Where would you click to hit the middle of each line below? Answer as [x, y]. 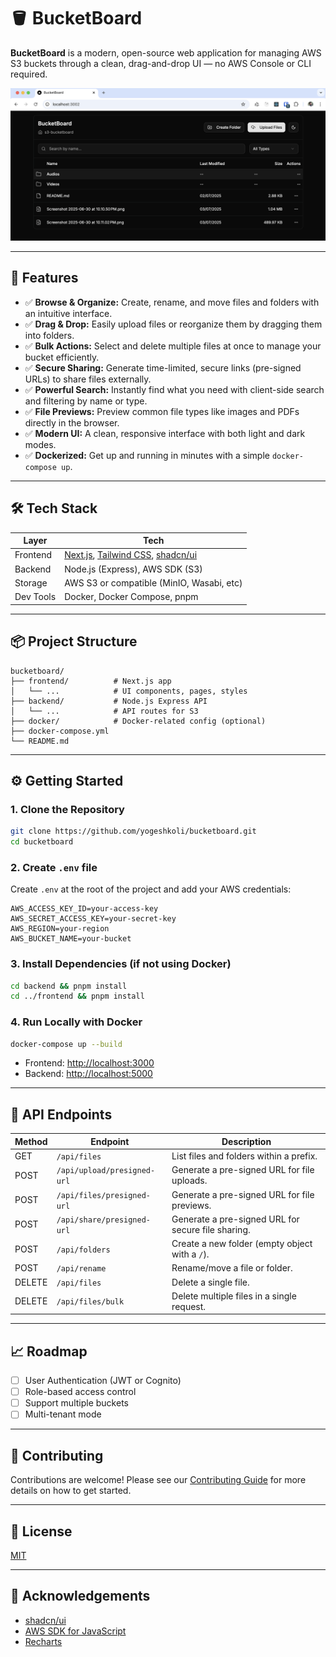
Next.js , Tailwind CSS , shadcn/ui [131, 555]
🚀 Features [44, 278]
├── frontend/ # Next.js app [91, 681]
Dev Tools [35, 597]
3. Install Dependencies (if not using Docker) [121, 964]
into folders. [49, 335]
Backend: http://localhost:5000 [88, 1074]
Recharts [43, 1641]
